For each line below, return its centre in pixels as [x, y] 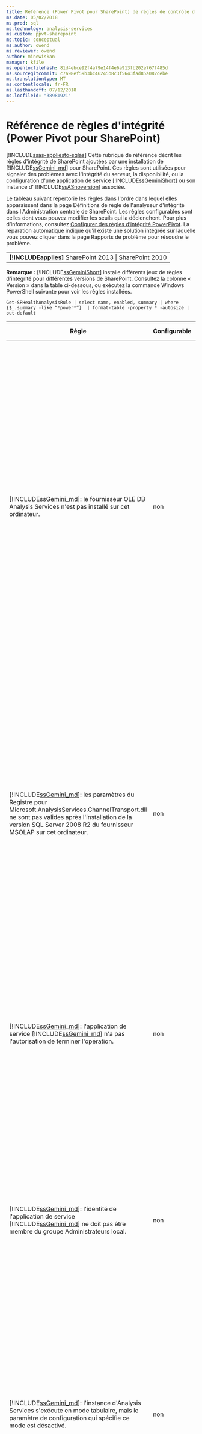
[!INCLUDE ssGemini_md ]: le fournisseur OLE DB [77, 499]
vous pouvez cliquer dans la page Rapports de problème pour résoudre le [98, 237]
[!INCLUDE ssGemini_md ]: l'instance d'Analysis [75, 1403]
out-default [21, 313]
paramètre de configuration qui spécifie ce [69, 1418]
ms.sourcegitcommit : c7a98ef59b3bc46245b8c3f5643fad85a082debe [87, 73]
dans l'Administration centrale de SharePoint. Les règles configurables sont [99, 211]
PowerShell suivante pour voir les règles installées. [69, 291]
